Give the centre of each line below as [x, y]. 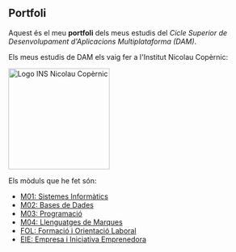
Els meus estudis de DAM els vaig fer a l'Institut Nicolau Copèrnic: [118, 57]
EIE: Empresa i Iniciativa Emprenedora [83, 239]
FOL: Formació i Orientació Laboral [78, 230]
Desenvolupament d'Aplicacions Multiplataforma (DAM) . [103, 41]
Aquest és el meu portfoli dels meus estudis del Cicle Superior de [118, 32]
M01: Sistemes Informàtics [64, 196]
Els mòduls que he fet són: [53, 180]
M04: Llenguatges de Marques [71, 222]
